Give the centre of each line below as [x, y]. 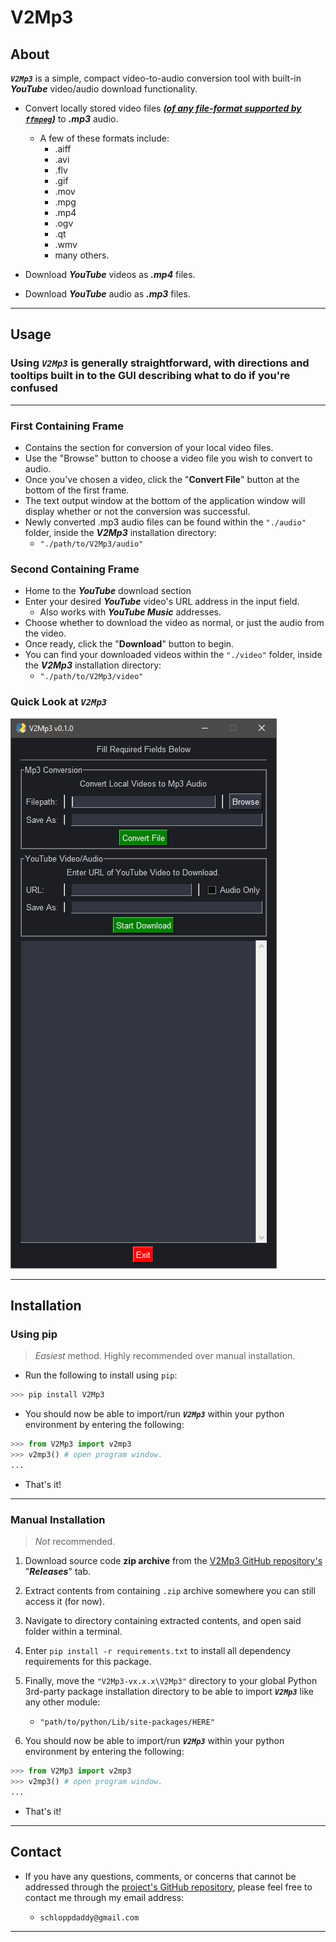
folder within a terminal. [73, 1632]
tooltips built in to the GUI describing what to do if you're [150, 376]
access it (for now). [64, 1602]
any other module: [62, 1702]
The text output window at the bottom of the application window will [165, 500]
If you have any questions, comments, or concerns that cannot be [160, 1876]
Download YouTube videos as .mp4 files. [110, 274]
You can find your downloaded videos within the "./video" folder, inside [173, 655]
